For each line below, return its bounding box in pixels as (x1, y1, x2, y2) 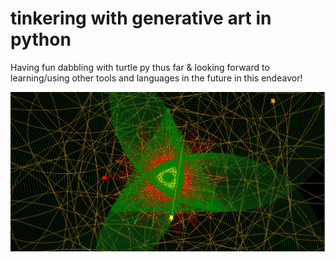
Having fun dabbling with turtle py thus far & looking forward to (10, 61, 270, 73)
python (10, 28, 72, 51)
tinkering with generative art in (10, 7, 272, 30)
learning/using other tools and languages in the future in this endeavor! (10, 72, 303, 84)
